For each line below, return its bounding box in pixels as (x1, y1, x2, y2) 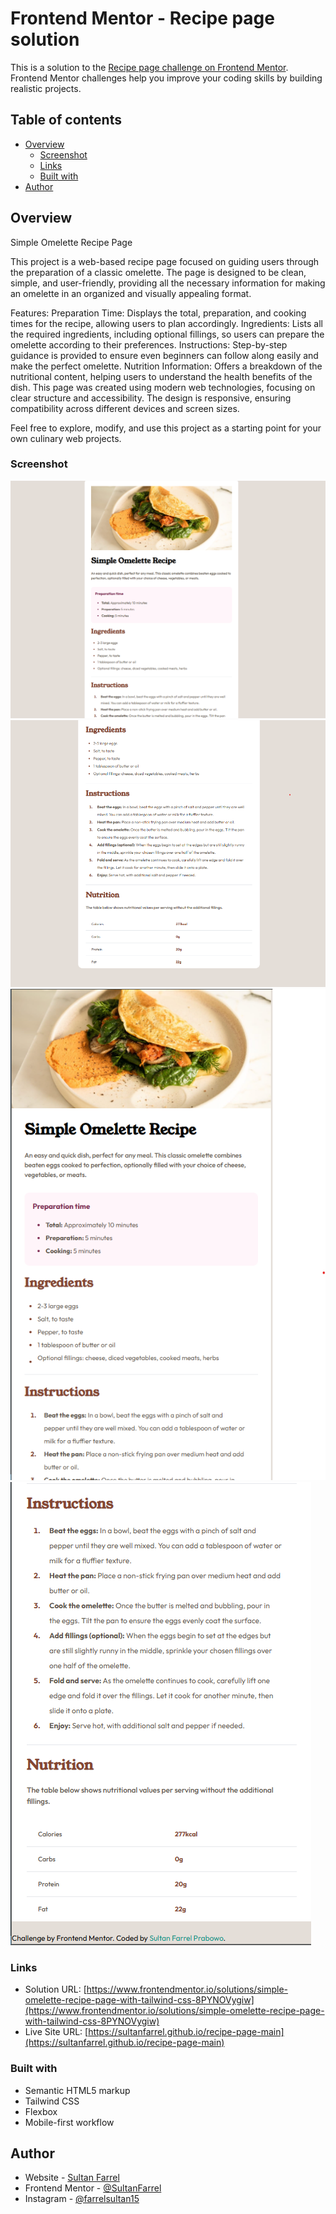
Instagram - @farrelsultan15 (24, 2193, 140, 2205)
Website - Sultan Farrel (24, 2172, 120, 2184)
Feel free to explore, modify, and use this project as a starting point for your (10, 422, 322, 434)
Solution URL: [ (24, 1983, 87, 1996)
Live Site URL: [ (24, 2026, 89, 2038)
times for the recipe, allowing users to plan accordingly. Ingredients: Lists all (10, 317, 323, 329)
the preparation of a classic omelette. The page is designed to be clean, (10, 266, 307, 278)
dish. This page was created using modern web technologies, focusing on (10, 381, 316, 393)
